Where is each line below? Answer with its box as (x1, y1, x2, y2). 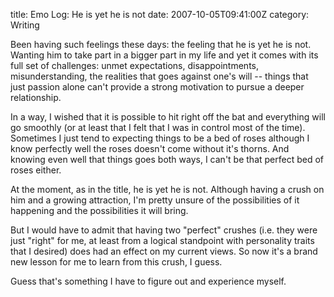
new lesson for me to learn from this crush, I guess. (10, 256, 223, 268)
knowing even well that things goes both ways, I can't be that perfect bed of (10, 154, 325, 165)
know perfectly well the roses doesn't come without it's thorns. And (10, 143, 290, 154)
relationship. (10, 92, 62, 103)
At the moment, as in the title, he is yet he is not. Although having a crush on (10, 184, 325, 195)
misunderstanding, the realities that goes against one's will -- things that (10, 70, 309, 82)
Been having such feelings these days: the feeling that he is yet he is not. (10, 39, 312, 50)
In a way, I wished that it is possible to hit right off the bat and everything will (10, 111, 326, 123)
